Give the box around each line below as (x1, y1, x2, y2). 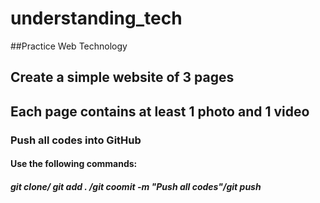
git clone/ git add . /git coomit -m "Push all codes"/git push (10, 180, 262, 192)
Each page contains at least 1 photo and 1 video (10, 103, 310, 120)
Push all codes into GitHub (10, 133, 142, 147)
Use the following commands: (10, 158, 138, 170)
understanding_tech (10, 7, 183, 30)
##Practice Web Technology (10, 40, 128, 52)
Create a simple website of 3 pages (10, 69, 235, 86)
